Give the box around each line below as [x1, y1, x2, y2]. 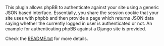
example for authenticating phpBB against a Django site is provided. [5, 26, 146, 32]
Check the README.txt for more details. [5, 35, 88, 41]
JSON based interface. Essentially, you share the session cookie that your [5, 10, 159, 16]
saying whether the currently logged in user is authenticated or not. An [5, 20, 152, 26]
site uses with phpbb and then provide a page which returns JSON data [5, 15, 154, 21]
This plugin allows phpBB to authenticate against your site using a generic [5, 5, 159, 10]
